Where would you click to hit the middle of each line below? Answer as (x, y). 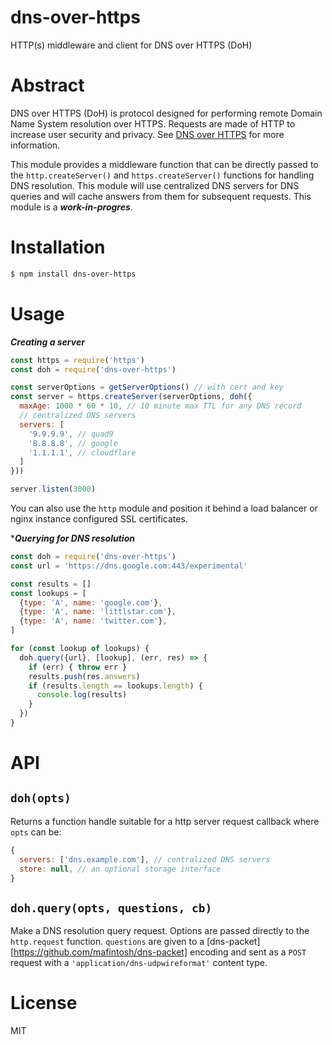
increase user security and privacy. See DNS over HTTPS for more (147, 134)
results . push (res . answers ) (84, 676)
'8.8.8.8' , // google (73, 443)
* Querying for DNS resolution (72, 538)
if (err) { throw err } (78, 667)
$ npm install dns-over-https (73, 274)
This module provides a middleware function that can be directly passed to (164, 164)
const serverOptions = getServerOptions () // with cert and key (147, 387)
